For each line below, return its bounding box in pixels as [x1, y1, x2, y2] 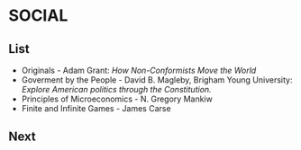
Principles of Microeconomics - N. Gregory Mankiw [21, 93, 213, 104]
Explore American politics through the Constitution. [21, 84, 213, 94]
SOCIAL [8, 5, 68, 26]
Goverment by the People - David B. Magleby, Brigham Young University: [21, 75, 294, 85]
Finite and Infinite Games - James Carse [21, 103, 172, 113]
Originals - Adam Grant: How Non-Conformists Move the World [21, 65, 257, 75]
